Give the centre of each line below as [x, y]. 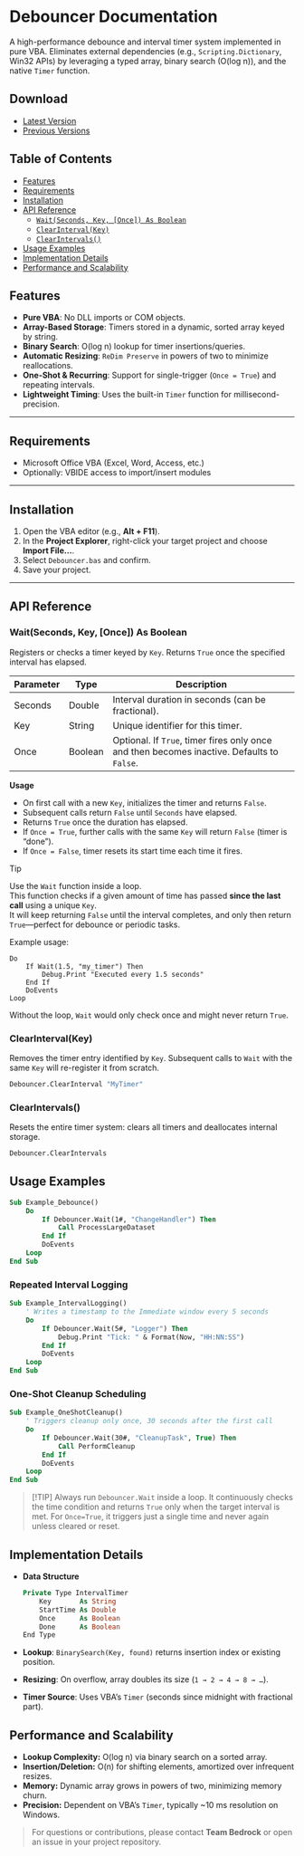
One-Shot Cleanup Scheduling [78, 1393]
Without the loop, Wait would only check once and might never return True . [149, 1015]
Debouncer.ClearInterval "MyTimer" [76, 1084]
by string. [40, 337]
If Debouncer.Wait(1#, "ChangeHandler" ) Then [129, 1220]
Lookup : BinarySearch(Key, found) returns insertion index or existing [152, 1652]
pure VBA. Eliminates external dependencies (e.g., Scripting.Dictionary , [146, 51]
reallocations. [48, 366]
